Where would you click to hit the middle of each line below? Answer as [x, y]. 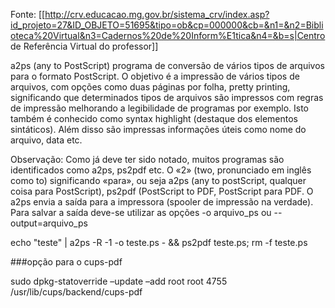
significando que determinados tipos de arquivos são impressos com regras [167, 97]
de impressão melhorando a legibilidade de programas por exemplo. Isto [159, 108]
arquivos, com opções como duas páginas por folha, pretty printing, [150, 87]
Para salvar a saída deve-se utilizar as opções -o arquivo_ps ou [141, 212]
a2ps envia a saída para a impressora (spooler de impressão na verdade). [162, 202]
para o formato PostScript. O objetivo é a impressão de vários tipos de [155, 76]
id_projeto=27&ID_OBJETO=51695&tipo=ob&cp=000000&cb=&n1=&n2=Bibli [167, 25]
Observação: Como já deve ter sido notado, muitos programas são [147, 159]
